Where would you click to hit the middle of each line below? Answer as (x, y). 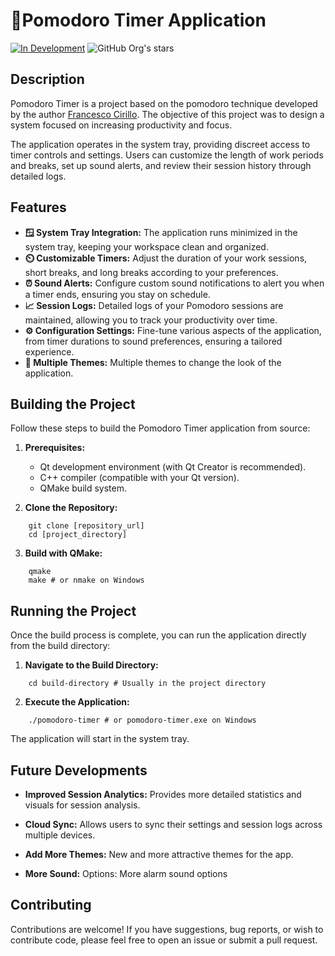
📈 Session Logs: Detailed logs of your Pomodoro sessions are (154, 305)
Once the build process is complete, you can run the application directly (158, 635)
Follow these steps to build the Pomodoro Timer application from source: (160, 428)
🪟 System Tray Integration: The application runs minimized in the (161, 232)
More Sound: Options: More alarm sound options (126, 873)
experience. (49, 351)
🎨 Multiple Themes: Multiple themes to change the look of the (153, 362)
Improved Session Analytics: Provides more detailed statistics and (163, 794)
